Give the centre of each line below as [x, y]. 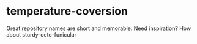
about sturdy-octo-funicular [41, 34]
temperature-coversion [67, 11]
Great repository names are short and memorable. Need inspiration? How [99, 28]
